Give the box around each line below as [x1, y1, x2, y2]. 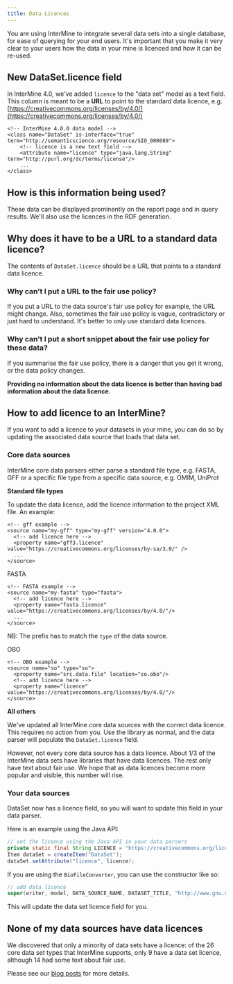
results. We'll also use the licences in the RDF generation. [7, 212, 171, 221]
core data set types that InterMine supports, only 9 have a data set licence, [7, 949, 222, 957]
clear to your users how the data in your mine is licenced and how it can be [7, 44, 222, 52]
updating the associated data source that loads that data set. [7, 433, 181, 441]
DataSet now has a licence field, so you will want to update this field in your [7, 804, 223, 813]
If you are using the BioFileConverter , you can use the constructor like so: [7, 870, 220, 879]
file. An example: [7, 507, 55, 516]
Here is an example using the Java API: [7, 825, 119, 833]
